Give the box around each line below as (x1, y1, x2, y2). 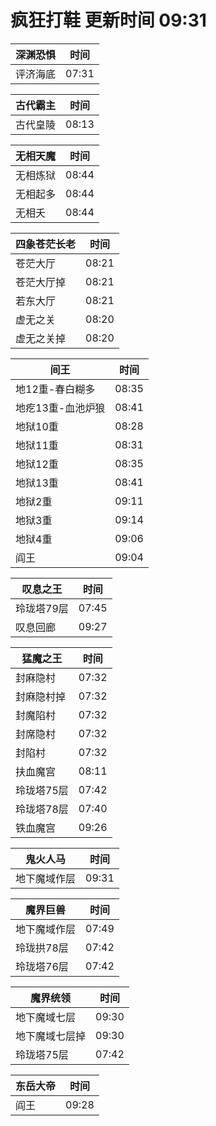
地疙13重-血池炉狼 (15, 401, 106, 415)
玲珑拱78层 (15, 941, 69, 955)
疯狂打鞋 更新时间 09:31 (10, 9, 207, 32)
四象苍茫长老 (15, 237, 77, 251)
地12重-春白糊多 (15, 382, 96, 396)
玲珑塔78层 (15, 802, 69, 816)
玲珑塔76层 (15, 959, 69, 973)
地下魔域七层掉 (15, 1029, 87, 1043)
